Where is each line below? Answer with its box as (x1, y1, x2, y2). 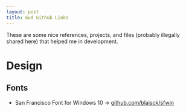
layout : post (6, 8, 39, 15)
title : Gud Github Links (6, 15, 69, 21)
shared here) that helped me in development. (6, 38, 118, 45)
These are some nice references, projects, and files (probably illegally (6, 31, 180, 38)
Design (6, 59, 43, 73)
